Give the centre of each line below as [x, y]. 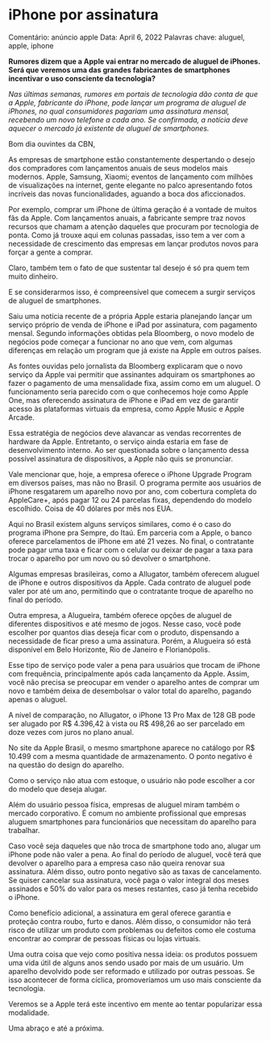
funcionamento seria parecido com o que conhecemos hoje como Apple [128, 392]
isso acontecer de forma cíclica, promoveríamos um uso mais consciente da [135, 980]
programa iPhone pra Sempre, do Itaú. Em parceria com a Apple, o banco [130, 533]
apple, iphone [31, 45]
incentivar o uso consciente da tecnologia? [82, 78]
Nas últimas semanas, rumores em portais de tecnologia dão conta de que [133, 93]
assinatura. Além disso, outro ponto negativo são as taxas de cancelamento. [135, 871]
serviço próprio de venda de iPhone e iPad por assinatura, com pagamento [133, 325]
